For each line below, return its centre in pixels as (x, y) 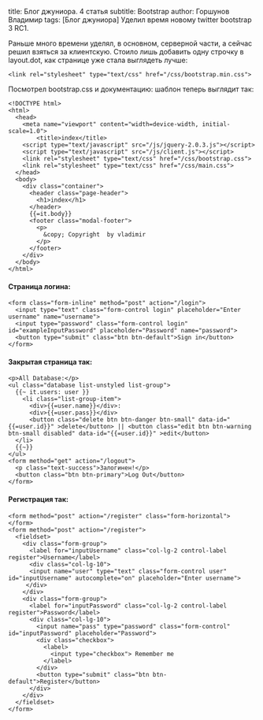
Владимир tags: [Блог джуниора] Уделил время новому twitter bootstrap (130, 20)
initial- (216, 124)
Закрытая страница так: (50, 362)
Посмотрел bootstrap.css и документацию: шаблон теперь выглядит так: (131, 89)
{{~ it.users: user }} (52, 392)
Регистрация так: (39, 499)
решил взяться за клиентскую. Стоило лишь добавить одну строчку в (126, 52)
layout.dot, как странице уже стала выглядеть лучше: (98, 60)
